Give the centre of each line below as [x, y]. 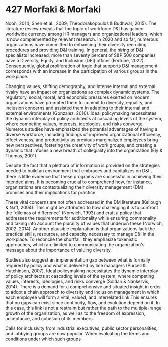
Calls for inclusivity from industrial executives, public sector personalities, [81, 328]
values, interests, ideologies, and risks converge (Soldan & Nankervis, [77, 281]
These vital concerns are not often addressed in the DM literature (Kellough [83, 202]
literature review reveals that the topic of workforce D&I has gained [75, 28]
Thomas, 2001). [21, 156]
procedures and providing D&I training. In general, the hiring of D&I [74, 50]
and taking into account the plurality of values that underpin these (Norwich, [84, 223]
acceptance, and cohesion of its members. [50, 318]
